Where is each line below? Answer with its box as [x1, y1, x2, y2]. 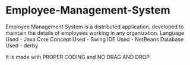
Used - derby [5, 42, 39, 49]
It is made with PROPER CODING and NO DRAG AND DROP [5, 53, 150, 60]
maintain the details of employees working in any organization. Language [5, 29, 185, 36]
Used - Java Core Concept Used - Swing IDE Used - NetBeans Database [5, 35, 184, 43]
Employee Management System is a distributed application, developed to [5, 23, 184, 30]
